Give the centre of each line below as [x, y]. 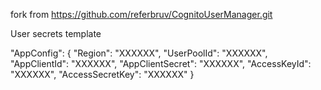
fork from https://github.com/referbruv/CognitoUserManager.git [141, 14]
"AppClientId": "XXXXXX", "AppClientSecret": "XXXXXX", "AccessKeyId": [161, 63]
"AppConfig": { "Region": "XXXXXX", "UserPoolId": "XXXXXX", [139, 53]
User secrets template [56, 33]
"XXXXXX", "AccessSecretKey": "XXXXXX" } [102, 74]
